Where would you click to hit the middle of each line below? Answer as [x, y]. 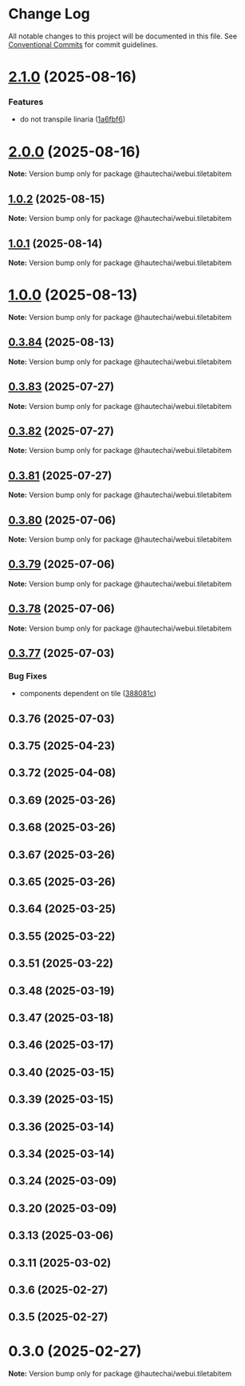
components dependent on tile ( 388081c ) [88, 694]
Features [26, 102]
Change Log [49, 14]
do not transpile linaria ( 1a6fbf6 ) [73, 119]
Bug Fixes [28, 675]
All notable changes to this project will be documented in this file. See [123, 36]
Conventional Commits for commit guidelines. [83, 44]
